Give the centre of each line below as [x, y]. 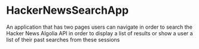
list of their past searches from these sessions [63, 39]
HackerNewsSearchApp [68, 10]
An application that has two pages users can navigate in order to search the [99, 27]
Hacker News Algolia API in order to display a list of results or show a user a [99, 33]
